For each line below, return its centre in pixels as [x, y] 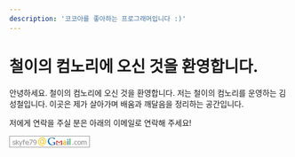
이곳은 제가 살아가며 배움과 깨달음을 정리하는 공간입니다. [147, 104]
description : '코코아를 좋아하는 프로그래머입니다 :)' [98, 19]
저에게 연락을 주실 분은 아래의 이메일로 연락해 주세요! [100, 122]
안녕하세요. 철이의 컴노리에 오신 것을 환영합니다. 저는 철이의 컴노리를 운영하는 [143, 92]
